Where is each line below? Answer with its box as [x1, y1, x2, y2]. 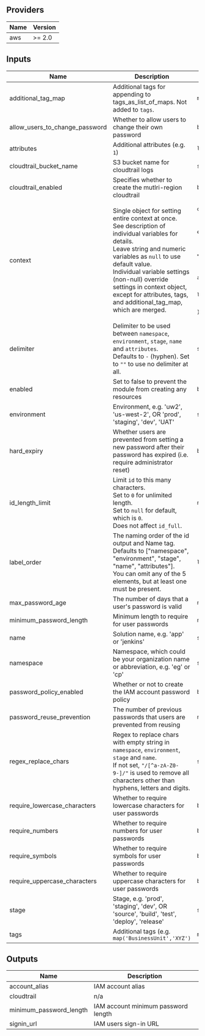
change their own [112, 123, 163, 131]
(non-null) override [112, 275, 169, 284]
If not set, [112, 761, 140, 769]
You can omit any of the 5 [112, 569, 187, 578]
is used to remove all [130, 768, 189, 777]
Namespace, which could [112, 647, 186, 655]
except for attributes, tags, [112, 290, 189, 299]
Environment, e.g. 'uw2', [112, 402, 183, 411]
